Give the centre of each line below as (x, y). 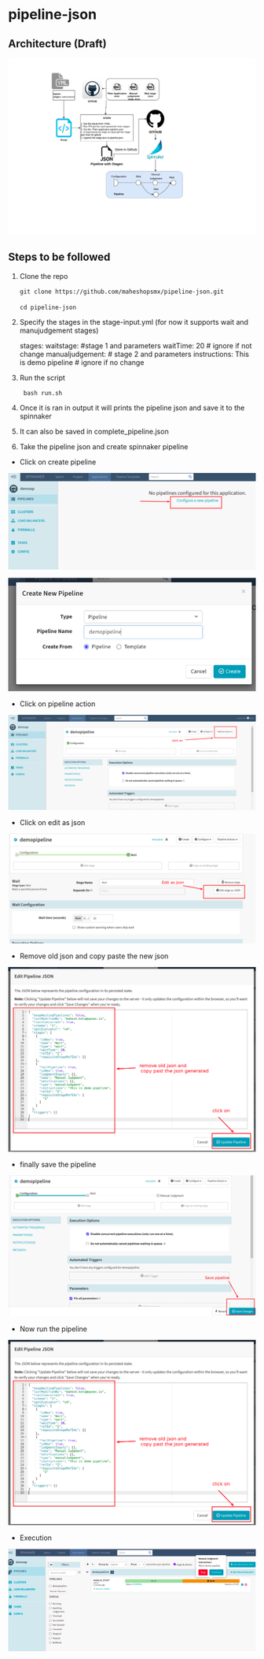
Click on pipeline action (57, 704)
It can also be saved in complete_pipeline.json (94, 431)
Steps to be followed (59, 257)
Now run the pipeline (53, 1329)
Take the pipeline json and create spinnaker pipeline (104, 446)
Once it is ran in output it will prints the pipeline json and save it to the (132, 407)
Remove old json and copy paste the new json (94, 956)
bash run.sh (43, 393)
